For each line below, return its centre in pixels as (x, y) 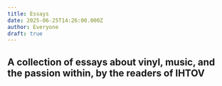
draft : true (25, 33)
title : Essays (28, 14)
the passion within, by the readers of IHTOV (106, 73)
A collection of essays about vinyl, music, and (111, 62)
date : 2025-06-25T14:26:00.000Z (55, 20)
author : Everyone (33, 27)
